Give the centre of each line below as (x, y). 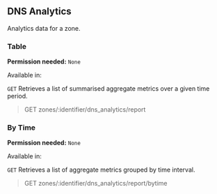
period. (17, 96)
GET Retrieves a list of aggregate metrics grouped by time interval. (101, 170)
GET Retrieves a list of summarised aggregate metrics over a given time (108, 89)
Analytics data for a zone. (44, 28)
